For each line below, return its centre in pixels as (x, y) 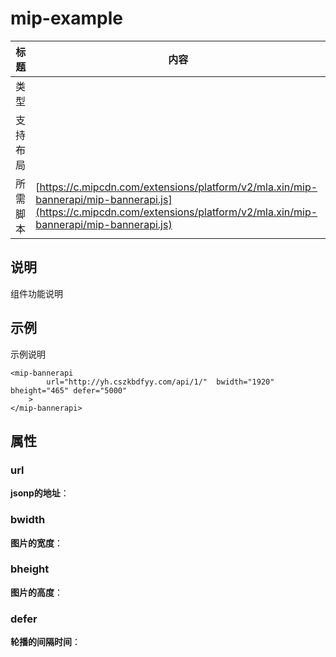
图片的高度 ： (36, 592)
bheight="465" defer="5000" (69, 390)
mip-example (66, 18)
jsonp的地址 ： (40, 493)
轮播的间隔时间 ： (45, 642)
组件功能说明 (36, 293)
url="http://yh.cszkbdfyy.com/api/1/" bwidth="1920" (160, 382)
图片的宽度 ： (36, 543)
